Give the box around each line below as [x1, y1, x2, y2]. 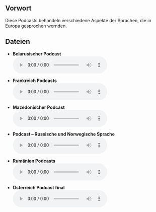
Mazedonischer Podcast [12, 104, 65, 110]
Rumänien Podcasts [12, 158, 56, 164]
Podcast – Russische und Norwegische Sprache [12, 131, 115, 137]
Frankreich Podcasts [12, 78, 57, 84]
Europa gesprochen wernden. [5, 23, 67, 29]
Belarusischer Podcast [12, 50, 61, 57]
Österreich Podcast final [12, 184, 65, 190]
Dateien [5, 37, 30, 46]
